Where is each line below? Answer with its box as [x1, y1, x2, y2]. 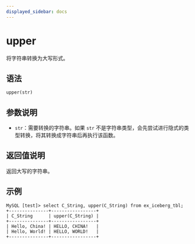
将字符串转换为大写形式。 [6, 54, 69, 62]
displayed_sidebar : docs [6, 8, 67, 15]
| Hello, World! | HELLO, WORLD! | [6, 229, 99, 235]
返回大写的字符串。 [6, 167, 53, 175]
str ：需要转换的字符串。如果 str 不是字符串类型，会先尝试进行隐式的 [14, 124, 184, 131]
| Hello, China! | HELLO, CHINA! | [6, 223, 99, 229]
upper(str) [6, 89, 33, 95]
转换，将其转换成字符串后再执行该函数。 [19, 131, 119, 139]
